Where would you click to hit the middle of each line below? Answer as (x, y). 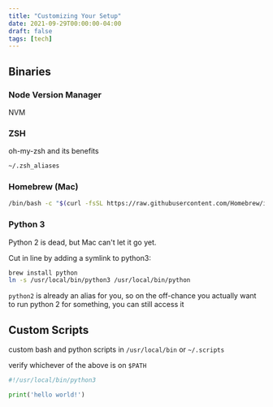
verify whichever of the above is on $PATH (78, 366)
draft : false (30, 31)
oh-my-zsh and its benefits (54, 151)
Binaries (30, 71)
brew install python (43, 273)
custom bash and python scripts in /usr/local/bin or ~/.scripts (117, 349)
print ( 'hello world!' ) (47, 395)
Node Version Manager (55, 94)
